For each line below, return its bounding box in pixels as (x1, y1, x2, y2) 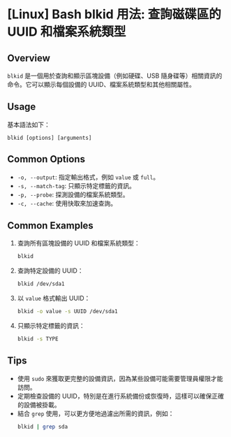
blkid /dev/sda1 (17, 280, 65, 287)
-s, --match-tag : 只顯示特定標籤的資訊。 (17, 181, 136, 189)
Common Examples (7, 220, 94, 231)
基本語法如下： (7, 120, 50, 129)
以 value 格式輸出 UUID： (17, 294, 91, 303)
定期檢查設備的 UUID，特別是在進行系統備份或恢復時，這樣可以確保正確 (17, 392, 225, 400)
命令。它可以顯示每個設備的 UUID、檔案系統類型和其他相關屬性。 (7, 80, 195, 88)
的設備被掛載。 (17, 400, 61, 409)
